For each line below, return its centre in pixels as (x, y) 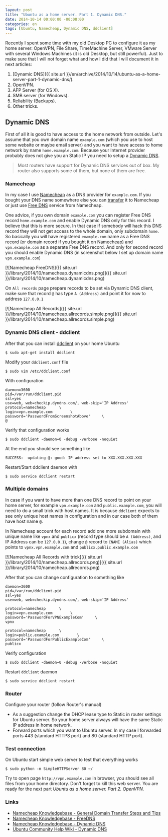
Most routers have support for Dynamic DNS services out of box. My (88, 165)
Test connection (26, 749)
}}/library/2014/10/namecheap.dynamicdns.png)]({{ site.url (66, 273)
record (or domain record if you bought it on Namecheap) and (69, 242)
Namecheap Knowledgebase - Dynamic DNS (59, 823)
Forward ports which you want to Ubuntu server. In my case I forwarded (87, 730)
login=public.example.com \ (42, 635)
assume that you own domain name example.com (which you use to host (79, 139)
